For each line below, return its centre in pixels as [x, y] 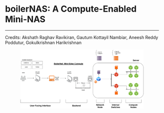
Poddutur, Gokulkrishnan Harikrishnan [43, 42]
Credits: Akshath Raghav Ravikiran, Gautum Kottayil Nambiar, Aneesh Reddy [82, 37]
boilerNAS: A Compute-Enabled [71, 9]
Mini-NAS [25, 19]
